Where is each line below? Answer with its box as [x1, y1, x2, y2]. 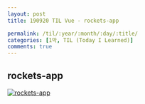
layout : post [7, 10, 46, 18]
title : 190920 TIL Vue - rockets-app [7, 17, 119, 24]
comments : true [7, 43, 53, 51]
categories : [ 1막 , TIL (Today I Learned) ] [7, 36, 134, 43]
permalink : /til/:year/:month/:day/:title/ [7, 30, 139, 37]
